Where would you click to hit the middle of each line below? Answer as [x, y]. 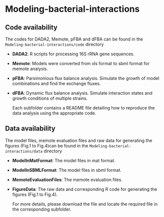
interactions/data [24, 151]
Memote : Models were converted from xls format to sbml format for [81, 63]
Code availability [31, 27]
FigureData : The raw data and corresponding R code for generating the [85, 189]
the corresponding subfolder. [42, 209]
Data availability [30, 128]
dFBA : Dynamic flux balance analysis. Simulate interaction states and [82, 93]
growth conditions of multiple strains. [50, 98]
